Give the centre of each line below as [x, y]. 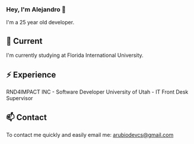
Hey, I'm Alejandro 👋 [36, 9]
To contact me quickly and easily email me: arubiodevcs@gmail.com [90, 135]
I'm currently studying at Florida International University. [75, 55]
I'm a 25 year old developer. [40, 23]
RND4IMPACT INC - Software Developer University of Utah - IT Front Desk [97, 92]
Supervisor [20, 98]
